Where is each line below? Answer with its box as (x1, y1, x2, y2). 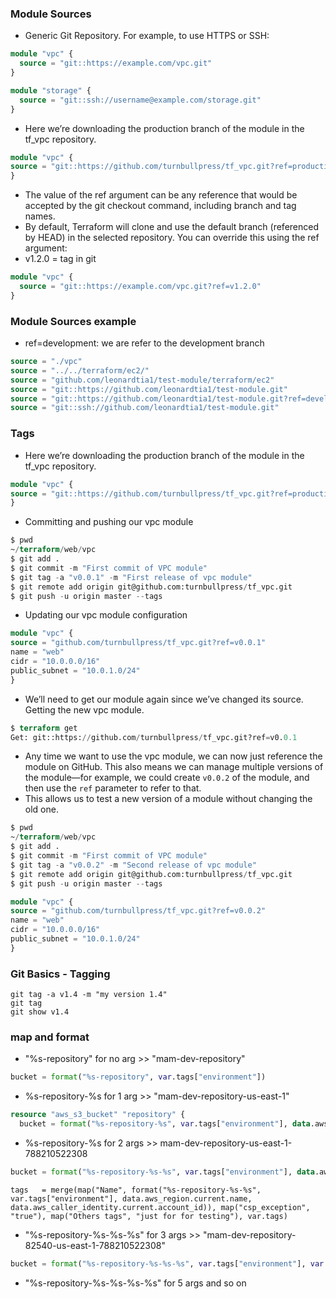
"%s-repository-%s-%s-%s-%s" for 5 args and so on (24, 1277, 247, 1289)
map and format (10, 1030, 90, 1044)
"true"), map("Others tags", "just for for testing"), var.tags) (10, 1211, 288, 1221)
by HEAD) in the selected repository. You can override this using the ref (24, 232, 320, 244)
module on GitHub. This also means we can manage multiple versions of (24, 761, 324, 773)
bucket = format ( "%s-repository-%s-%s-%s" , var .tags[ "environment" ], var (10, 1258, 325, 1269)
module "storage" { (10, 85, 92, 96)
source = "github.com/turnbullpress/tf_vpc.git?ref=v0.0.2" (10, 906, 267, 916)
